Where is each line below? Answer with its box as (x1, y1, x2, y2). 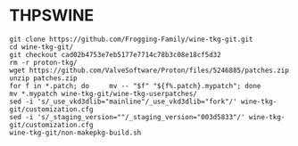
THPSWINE (9, 5, 95, 26)
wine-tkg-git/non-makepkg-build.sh (9, 128, 142, 137)
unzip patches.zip (9, 73, 78, 83)
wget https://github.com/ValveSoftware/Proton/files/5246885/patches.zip (9, 66, 290, 75)
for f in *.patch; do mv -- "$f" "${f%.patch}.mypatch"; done (9, 81, 261, 90)
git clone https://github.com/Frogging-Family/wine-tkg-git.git (9, 35, 253, 44)
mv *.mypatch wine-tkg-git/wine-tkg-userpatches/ (9, 89, 198, 98)
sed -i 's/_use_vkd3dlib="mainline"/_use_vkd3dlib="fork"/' (9, 97, 238, 106)
